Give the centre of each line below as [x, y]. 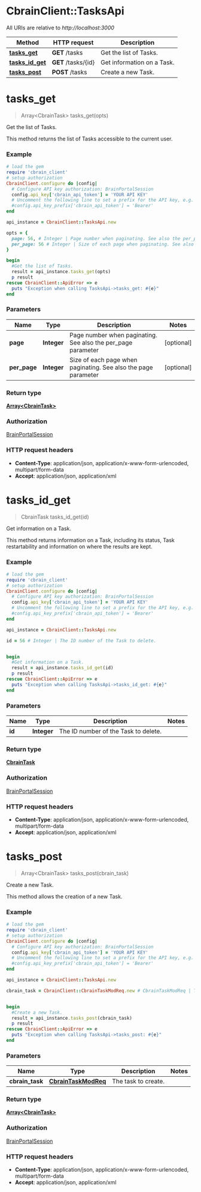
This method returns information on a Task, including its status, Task [91, 540]
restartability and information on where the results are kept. [79, 546]
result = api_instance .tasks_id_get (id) [63, 668]
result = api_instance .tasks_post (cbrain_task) [72, 1018]
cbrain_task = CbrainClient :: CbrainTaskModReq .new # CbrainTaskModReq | [99, 991]
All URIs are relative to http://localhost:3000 [60, 28]
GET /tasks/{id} [73, 62]
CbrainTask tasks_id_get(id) [55, 517]
